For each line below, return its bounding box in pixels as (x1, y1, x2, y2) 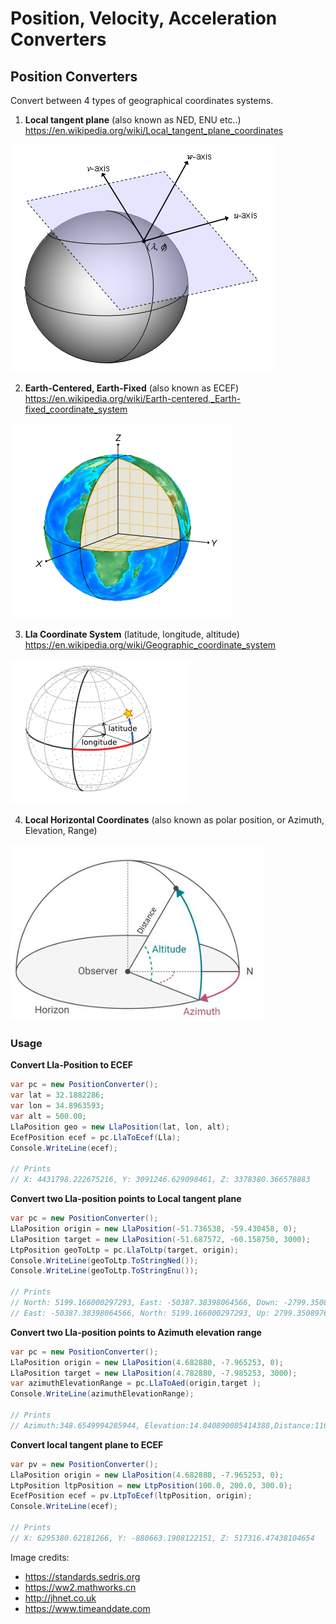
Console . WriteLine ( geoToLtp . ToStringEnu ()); (10, 1266, 199, 1276)
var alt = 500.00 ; (10, 1111, 87, 1121)
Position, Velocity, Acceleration (10, 7, 278, 30)
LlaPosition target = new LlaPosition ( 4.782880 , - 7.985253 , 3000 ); (10, 1368, 298, 1378)
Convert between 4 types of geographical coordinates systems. (10, 95, 274, 106)
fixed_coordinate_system (24, 403, 128, 415)
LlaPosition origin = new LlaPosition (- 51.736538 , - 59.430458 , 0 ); (10, 1223, 298, 1234)
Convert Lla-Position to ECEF (10, 1059, 133, 1071)
